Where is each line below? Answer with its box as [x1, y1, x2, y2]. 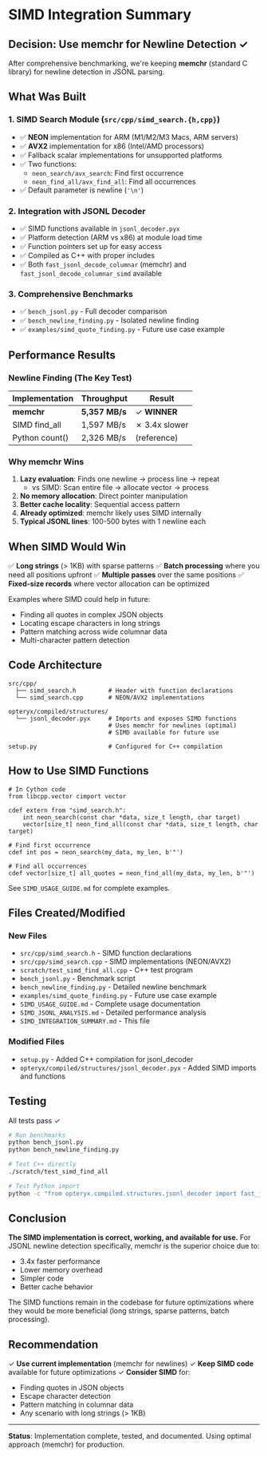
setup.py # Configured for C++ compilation [8, 742, 223, 750]
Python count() [12, 432, 69, 443]
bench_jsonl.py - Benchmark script [19, 974, 136, 984]
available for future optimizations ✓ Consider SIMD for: [8, 1368, 191, 1377]
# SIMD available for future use [108, 728, 219, 736]
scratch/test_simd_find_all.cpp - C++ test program [19, 965, 194, 975]
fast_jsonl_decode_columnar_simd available [19, 268, 162, 278]
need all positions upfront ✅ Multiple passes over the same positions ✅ [8, 570, 245, 580]
